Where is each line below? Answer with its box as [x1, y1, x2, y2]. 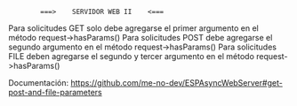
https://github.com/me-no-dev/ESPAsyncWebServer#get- [70, 78, 284, 87]
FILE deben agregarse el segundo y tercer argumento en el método [8, 51, 255, 61]
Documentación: [8, 78, 69, 87]
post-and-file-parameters [8, 87, 103, 97]
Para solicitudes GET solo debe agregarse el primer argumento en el [8, 23, 260, 34]
